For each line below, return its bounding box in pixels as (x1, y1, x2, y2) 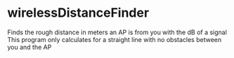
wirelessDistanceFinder (7, 5, 150, 21)
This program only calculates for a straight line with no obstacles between (7, 35, 222, 43)
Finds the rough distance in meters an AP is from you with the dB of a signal (7, 28, 227, 36)
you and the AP (7, 43, 52, 51)
